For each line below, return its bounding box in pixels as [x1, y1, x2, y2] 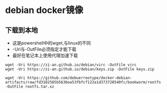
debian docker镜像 [5, 4, 83, 16]
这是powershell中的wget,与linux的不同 [12, 40, 91, 46]
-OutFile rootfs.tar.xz [5, 84, 55, 89]
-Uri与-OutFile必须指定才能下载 [12, 46, 77, 52]
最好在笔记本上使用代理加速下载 [12, 53, 78, 58]
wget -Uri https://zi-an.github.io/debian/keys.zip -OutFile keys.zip [5, 67, 155, 72]
